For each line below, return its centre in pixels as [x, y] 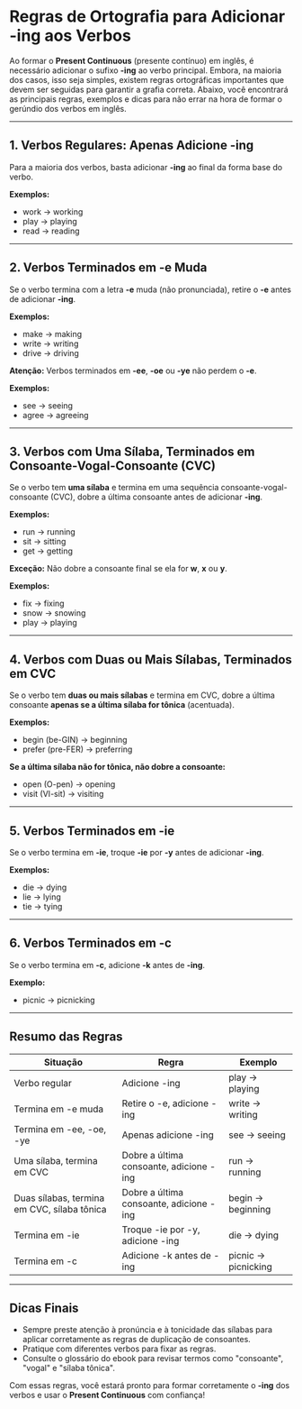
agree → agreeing [55, 415]
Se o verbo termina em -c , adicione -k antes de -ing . [107, 965]
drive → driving [50, 352]
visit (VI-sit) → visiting [63, 794]
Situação [63, 1062]
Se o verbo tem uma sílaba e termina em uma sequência [114, 488]
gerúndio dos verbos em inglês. [68, 108]
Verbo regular [43, 1083]
